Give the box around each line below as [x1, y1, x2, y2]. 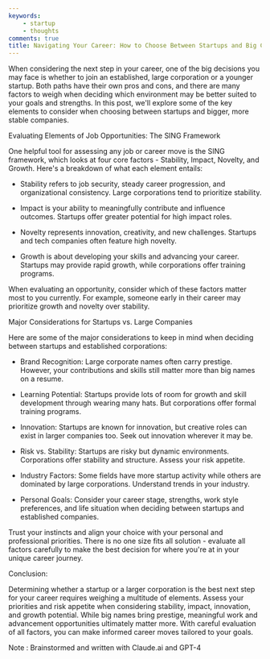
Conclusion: [8, 569, 48, 578]
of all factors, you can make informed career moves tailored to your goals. [8, 628, 254, 637]
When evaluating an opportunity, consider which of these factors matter [8, 284, 247, 294]
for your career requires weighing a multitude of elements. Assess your [8, 593, 244, 603]
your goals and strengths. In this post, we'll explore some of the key [8, 98, 233, 108]
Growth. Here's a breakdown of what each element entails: [8, 164, 203, 173]
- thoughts [22, 27, 59, 35]
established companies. [19, 512, 100, 522]
